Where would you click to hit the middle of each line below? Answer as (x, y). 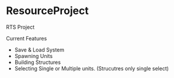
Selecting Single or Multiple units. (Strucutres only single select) (92, 68)
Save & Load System (39, 50)
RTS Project (20, 27)
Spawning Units (34, 56)
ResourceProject (47, 11)
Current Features (27, 38)
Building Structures (38, 62)
